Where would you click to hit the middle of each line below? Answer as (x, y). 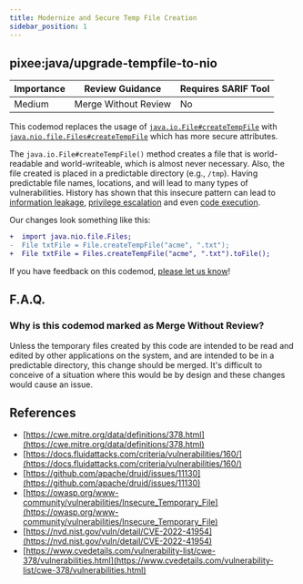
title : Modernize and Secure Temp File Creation (103, 18)
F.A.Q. (27, 300)
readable (26, 164)
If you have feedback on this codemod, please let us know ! (120, 271)
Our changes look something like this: (80, 220)
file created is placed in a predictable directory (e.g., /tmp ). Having (134, 173)
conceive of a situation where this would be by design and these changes (147, 374)
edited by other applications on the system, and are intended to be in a (142, 355)
